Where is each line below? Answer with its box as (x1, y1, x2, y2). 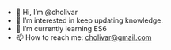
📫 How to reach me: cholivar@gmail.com (15, 33, 152, 42)
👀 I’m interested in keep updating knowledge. (15, 16, 164, 25)
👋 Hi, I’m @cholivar (15, 8, 78, 16)
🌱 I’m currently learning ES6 (15, 24, 107, 33)
